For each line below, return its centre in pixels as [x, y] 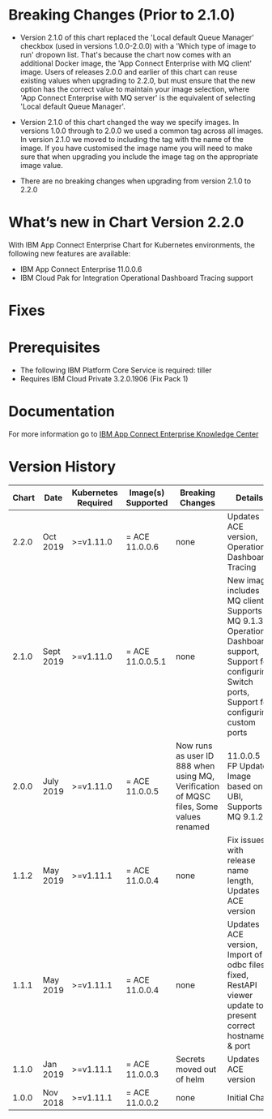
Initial [238, 1097]
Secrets [190, 1059]
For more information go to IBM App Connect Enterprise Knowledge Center [134, 434]
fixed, [238, 975]
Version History [62, 467]
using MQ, [195, 776]
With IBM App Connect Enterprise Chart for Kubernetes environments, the [132, 244]
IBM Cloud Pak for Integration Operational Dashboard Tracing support [136, 278]
